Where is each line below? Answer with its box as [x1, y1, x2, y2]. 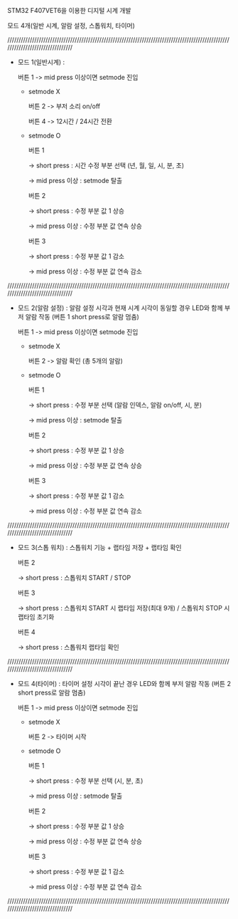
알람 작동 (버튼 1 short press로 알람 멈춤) [25, 313, 140, 321]
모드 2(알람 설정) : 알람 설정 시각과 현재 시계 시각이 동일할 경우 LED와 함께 [17, 303, 223, 312]
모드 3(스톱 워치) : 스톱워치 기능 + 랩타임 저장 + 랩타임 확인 [17, 544, 182, 551]
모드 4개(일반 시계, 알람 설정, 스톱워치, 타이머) [7, 21, 135, 30]
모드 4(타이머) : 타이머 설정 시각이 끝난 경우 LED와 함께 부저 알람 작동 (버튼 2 [17, 680, 231, 687]
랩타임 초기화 [17, 613, 55, 621]
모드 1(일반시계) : [17, 58, 65, 66]
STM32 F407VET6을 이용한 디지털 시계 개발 [7, 6, 131, 14]
